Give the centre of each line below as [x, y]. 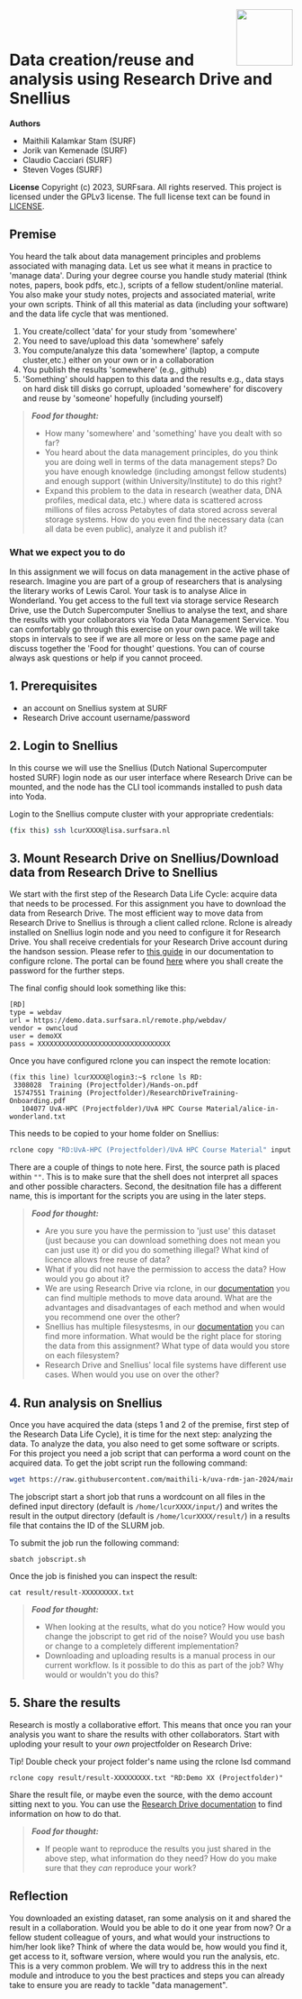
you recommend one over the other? [112, 1317]
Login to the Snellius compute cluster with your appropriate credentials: [142, 814]
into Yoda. [28, 796]
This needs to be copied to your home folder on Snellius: [114, 1134]
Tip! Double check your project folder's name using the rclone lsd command [150, 1761]
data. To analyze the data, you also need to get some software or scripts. [145, 1444]
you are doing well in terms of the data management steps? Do [161, 461]
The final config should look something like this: [98, 988]
